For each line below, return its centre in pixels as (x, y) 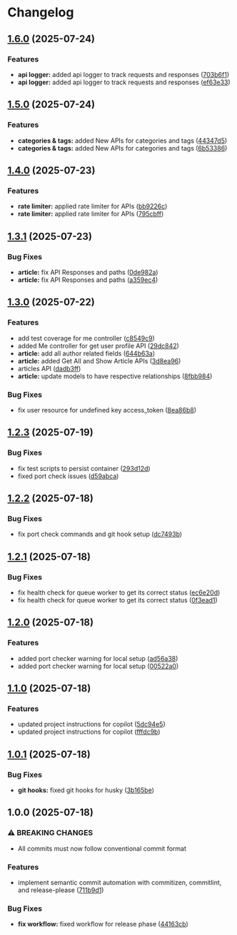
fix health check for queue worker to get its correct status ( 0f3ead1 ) (117, 600)
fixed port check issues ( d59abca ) (68, 476)
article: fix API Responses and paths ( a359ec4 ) (88, 280)
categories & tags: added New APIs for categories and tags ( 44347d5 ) (122, 141)
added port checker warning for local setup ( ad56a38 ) (98, 658)
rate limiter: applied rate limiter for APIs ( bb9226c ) (92, 206)
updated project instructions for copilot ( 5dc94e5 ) (91, 724)
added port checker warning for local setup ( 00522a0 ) (98, 666)
